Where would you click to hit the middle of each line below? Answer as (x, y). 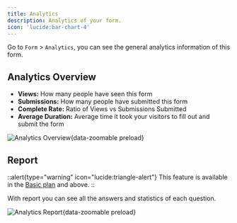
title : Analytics (33, 14)
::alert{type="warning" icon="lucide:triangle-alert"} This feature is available (117, 177)
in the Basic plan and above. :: (51, 184)
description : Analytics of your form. (64, 21)
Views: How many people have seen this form (85, 94)
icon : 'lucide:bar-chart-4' (49, 27)
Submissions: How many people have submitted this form (103, 102)
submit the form (41, 124)
